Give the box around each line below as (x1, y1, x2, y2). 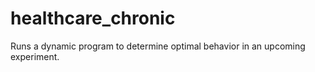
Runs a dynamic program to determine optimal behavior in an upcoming (10, 40, 306, 52)
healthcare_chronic (10, 7, 176, 30)
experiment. (10, 50, 60, 62)
